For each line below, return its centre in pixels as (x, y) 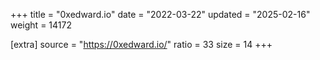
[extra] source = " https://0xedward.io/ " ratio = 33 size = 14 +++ (141, 44)
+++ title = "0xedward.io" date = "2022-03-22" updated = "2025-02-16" (160, 14)
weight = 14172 (41, 25)
